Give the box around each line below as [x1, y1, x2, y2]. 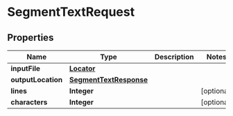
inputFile [10, 64, 40, 73]
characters [10, 97, 48, 107]
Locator [69, 64, 96, 73]
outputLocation [10, 75, 63, 84]
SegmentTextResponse [69, 75, 148, 84]
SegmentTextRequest [7, 4, 135, 20]
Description [155, 52, 194, 61]
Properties [7, 32, 54, 43]
